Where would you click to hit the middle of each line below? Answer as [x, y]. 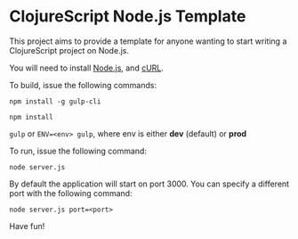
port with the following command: [71, 193]
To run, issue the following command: [78, 151]
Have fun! [27, 226]
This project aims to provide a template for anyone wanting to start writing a [148, 41]
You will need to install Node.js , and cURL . [87, 68]
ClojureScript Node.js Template [128, 16]
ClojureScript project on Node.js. [69, 50]
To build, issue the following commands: [83, 85]
